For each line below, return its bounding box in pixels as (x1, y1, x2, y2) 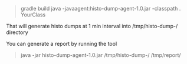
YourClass (20, 11, 46, 18)
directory (6, 29, 28, 36)
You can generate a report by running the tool (6, 41, 117, 47)
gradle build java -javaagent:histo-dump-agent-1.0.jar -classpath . (20, 5, 181, 12)
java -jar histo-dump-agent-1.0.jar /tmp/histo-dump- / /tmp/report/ (20, 52, 181, 58)
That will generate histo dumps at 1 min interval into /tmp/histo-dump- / (6, 23, 178, 29)
